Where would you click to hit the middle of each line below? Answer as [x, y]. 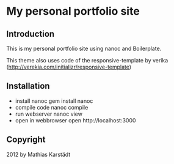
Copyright [26, 140]
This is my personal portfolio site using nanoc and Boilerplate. [84, 48]
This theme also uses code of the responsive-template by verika [87, 60]
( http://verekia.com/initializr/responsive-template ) [69, 67]
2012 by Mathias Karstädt [38, 154]
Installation [28, 86]
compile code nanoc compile [52, 107]
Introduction [31, 34]
